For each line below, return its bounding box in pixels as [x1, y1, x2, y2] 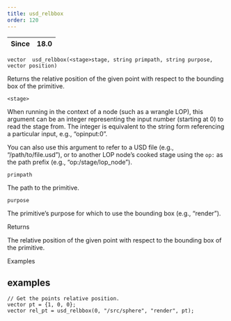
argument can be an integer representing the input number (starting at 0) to [7, 115, 224, 123]
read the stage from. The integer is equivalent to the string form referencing [7, 122, 225, 131]
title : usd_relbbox [7, 10, 64, 17]
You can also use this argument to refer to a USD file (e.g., [7, 143, 174, 151]
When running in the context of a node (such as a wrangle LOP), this [7, 107, 204, 115]
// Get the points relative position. [7, 295, 120, 302]
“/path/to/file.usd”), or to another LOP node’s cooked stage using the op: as [7, 150, 223, 158]
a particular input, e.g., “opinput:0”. [7, 129, 108, 138]
